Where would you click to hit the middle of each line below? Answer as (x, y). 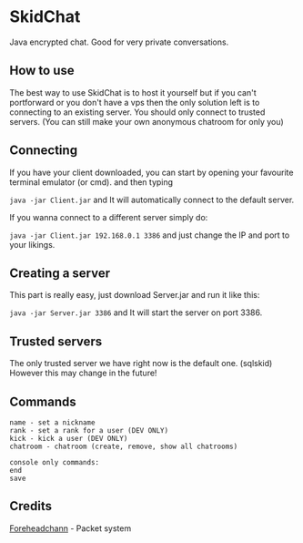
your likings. (32, 244)
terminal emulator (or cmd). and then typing (91, 182)
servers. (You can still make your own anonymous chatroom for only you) (146, 121)
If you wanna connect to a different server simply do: (109, 217)
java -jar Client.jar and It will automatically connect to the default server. (152, 200)
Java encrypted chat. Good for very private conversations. (119, 42)
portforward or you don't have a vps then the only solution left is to (135, 102)
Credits (31, 506)
